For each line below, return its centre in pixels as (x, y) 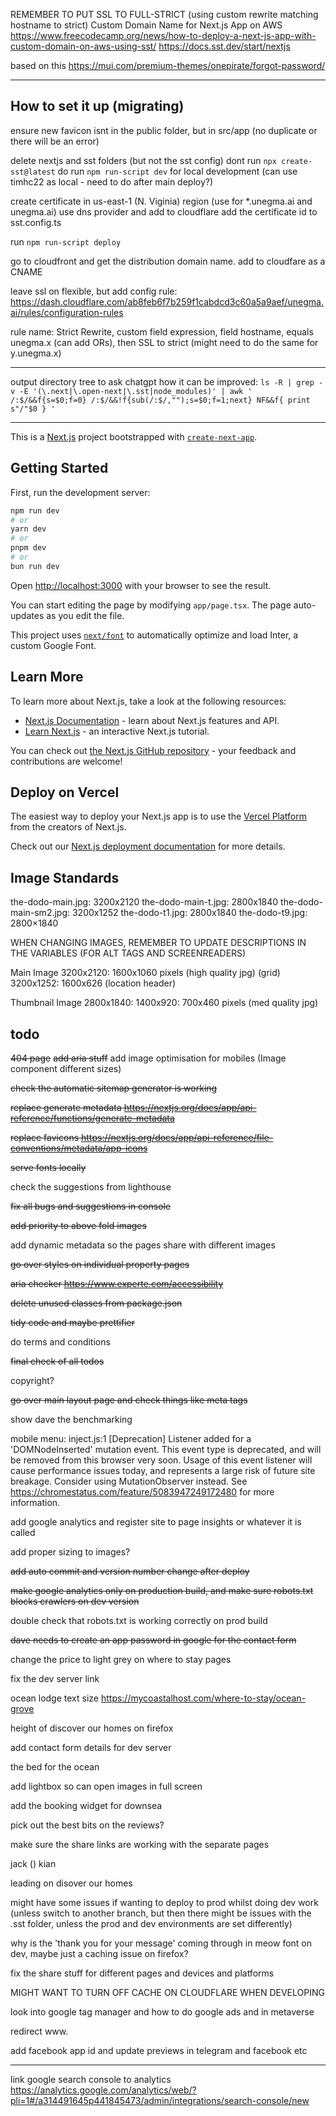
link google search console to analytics (91, 2079)
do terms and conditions (60, 1342)
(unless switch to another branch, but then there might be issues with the (161, 1913)
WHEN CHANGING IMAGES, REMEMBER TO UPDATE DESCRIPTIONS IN (158, 943)
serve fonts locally (48, 1167)
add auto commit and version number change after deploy (130, 1571)
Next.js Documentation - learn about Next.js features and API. (152, 720)
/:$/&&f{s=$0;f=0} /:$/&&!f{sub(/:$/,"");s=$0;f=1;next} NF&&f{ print (160, 400)
